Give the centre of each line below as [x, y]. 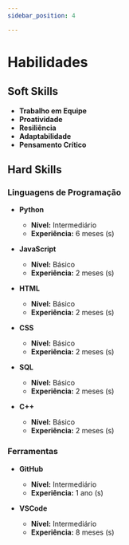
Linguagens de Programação [64, 192]
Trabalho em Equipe [53, 111]
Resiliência [37, 128]
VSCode [33, 508]
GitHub [31, 468]
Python [31, 210]
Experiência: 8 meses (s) [72, 532]
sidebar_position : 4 [42, 16]
